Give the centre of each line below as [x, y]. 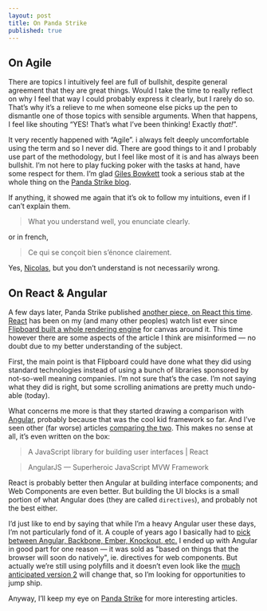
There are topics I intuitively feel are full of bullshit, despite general [118, 82]
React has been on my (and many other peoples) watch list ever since [123, 321]
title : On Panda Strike [48, 23]
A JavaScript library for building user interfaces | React [118, 452]
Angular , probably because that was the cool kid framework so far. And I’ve [132, 419]
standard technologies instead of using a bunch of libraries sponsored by [129, 370]
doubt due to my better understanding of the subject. [96, 346]
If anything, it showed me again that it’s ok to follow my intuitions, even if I [130, 198]
